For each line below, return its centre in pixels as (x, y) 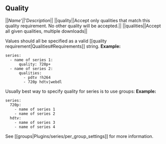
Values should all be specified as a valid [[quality (56, 41)
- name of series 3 (35, 122)
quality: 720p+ (35, 64)
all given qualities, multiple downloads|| (46, 31)
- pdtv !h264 (37, 78)
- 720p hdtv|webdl (43, 82)
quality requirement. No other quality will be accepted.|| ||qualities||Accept (83, 26)
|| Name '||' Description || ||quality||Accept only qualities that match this (78, 20)
